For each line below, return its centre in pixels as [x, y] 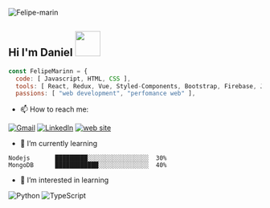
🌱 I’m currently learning [59, 144]
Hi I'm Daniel [41, 53]
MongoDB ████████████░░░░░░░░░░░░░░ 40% [88, 165]
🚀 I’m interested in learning [64, 180]
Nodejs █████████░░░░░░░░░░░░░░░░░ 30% [88, 158]
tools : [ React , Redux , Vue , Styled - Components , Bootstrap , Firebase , [136, 86]
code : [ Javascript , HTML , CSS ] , [73, 79]
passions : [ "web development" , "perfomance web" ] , [106, 94]
